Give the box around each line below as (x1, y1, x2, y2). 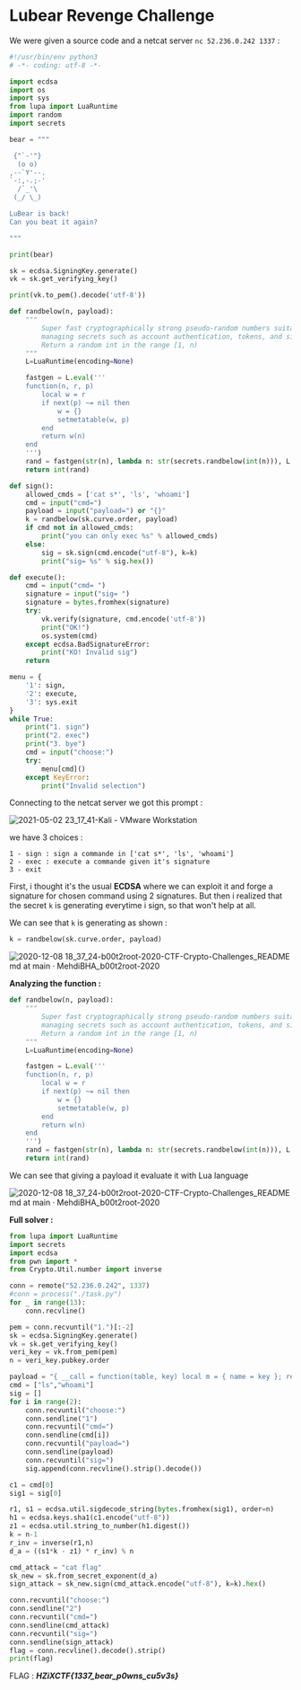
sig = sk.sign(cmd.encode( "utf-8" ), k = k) (41, 548, 199, 557)
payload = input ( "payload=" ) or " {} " (25, 507, 167, 516)
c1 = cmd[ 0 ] (9, 1480, 54, 1490)
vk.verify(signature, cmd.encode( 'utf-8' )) (41, 615, 206, 624)
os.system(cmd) (41, 631, 99, 641)
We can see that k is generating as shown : (9, 917, 168, 928)
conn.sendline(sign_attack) (9, 1637, 115, 1647)
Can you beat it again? (9, 217, 99, 226)
